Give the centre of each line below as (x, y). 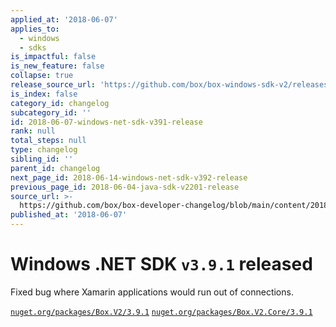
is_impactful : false (53, 57)
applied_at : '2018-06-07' (64, 19)
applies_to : (35, 29)
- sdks (33, 47)
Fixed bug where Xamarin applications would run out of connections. (152, 292)
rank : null (33, 131)
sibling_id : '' (42, 159)
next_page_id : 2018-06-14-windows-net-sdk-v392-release (129, 177)
